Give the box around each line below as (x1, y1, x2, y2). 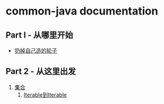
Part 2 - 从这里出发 (5, 67, 76, 77)
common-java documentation (5, 4, 159, 18)
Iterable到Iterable (23, 91, 67, 98)
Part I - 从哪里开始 (5, 30, 73, 40)
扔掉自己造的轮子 (14, 47, 57, 54)
